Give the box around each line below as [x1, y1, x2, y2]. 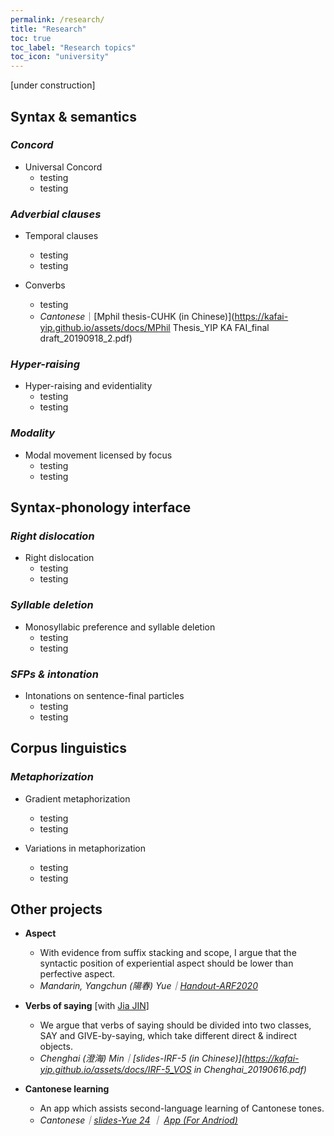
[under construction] [10, 79, 96, 91]
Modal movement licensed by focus [24, 449, 173, 461]
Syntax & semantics [10, 108, 137, 125]
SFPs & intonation [10, 667, 99, 681]
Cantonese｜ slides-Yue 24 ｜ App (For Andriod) [39, 1114, 238, 1126]
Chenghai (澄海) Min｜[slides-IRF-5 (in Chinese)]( [39, 1052, 245, 1065]
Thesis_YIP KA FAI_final [172, 322, 270, 334]
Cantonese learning [24, 1083, 110, 1095]
